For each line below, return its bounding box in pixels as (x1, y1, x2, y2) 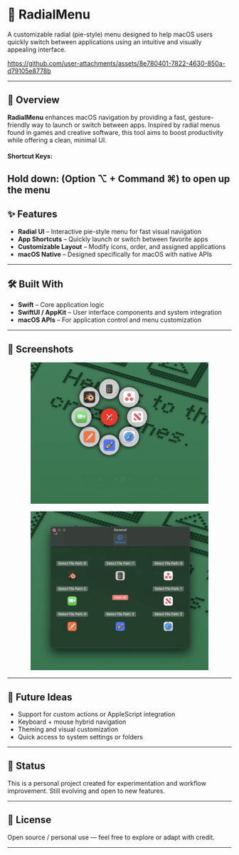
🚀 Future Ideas (7, 691, 73, 703)
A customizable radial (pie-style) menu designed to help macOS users (7, 30, 213, 39)
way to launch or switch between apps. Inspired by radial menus (31, 121, 221, 129)
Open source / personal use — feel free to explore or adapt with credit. (7, 833, 215, 841)
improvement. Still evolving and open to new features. (7, 786, 166, 795)
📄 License (7, 814, 52, 826)
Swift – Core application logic (17, 300, 105, 309)
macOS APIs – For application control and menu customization (17, 315, 202, 324)
